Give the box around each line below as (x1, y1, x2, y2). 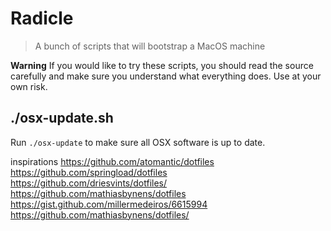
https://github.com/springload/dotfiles (10, 166, 168, 178)
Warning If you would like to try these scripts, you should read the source (10, 59, 314, 71)
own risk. (10, 80, 48, 92)
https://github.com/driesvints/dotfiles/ (10, 177, 168, 189)
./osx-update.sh (10, 110, 114, 127)
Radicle (10, 7, 74, 30)
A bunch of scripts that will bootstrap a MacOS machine (34, 40, 266, 52)
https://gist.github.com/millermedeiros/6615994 (10, 198, 208, 210)
